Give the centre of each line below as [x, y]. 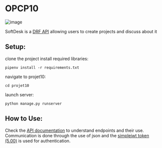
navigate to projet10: [26, 77]
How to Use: [24, 118]
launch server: [19, 95]
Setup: [15, 47]
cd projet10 [17, 85]
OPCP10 [22, 9]
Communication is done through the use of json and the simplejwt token [77, 135]
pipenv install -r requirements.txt [42, 67]
